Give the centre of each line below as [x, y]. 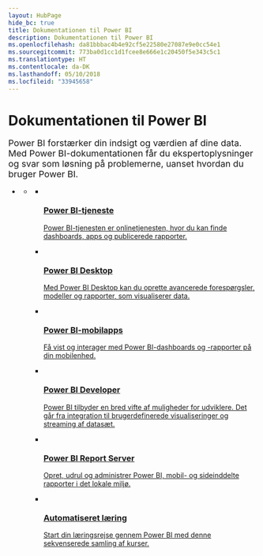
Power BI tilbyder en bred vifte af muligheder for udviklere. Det [145, 407]
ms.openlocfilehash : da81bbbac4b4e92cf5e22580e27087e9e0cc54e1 [115, 45]
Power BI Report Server [89, 458]
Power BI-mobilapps [83, 330]
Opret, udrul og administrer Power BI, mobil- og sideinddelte [141, 475]
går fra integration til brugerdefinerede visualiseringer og [136, 416]
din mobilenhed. [70, 356]
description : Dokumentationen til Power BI [81, 37]
